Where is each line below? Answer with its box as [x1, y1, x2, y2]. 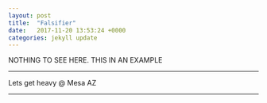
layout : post [8, 11, 52, 20]
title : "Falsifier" [8, 19, 77, 27]
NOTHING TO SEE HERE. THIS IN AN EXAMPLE [8, 55, 163, 65]
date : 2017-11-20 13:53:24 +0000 [8, 26, 126, 34]
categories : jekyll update [8, 33, 98, 42]
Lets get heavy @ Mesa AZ [8, 78, 97, 88]
